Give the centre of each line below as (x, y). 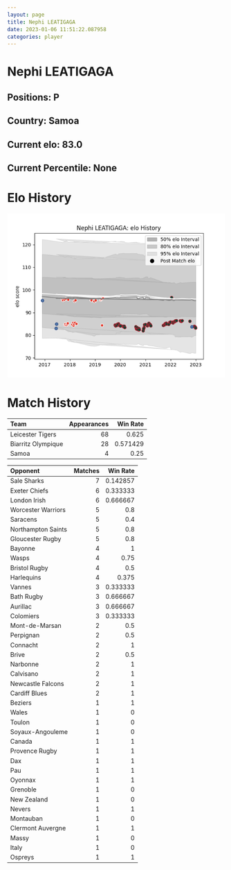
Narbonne (25, 664)
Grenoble (23, 790)
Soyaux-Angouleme (39, 731)
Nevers (20, 809)
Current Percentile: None (62, 168)
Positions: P (34, 97)
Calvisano (24, 674)
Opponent (25, 471)
